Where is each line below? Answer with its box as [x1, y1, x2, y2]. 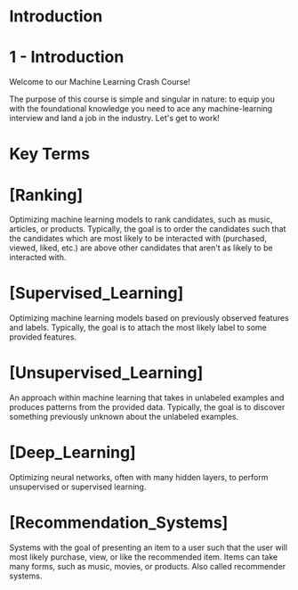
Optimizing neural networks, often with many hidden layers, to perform [9, 472, 269, 483]
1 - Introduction [9, 47, 125, 68]
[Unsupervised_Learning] [9, 363, 204, 383]
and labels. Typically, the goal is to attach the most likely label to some [9, 323, 267, 333]
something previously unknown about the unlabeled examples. [9, 412, 238, 422]
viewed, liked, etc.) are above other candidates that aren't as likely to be [9, 242, 273, 253]
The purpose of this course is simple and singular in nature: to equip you [9, 94, 276, 104]
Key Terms [9, 144, 91, 164]
